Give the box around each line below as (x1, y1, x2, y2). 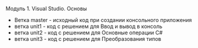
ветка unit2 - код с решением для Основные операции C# (14, 29, 163, 36)
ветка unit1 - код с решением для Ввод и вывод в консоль (14, 23, 163, 30)
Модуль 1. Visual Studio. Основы (5, 5, 87, 12)
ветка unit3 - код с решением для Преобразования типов (14, 36, 162, 42)
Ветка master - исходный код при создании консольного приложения (14, 17, 192, 23)
